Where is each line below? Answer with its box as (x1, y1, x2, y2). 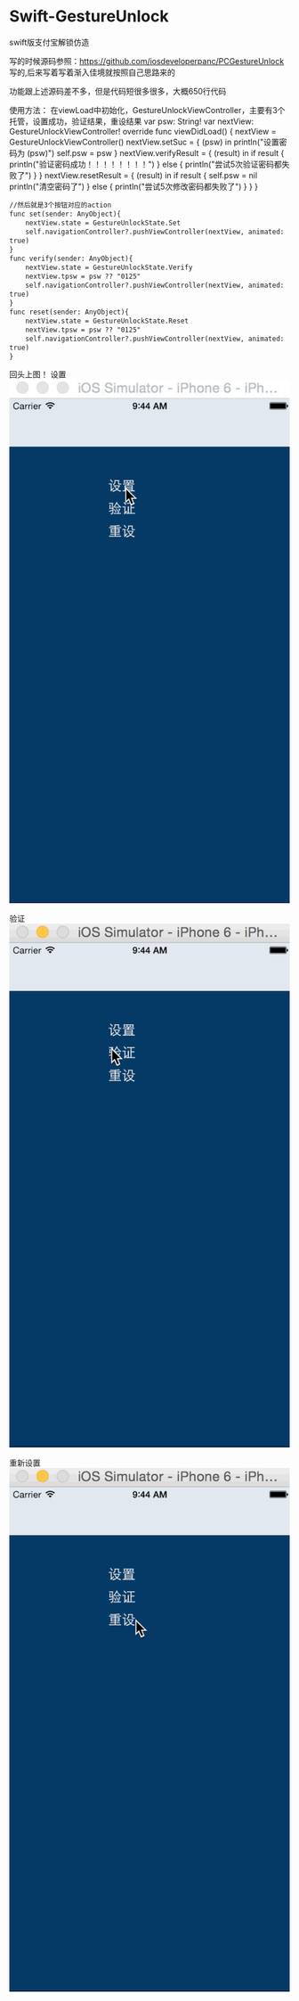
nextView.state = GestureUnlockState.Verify (25, 263, 193, 272)
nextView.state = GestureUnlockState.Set (25, 218, 181, 227)
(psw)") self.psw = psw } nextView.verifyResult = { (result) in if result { (26, 147, 285, 158)
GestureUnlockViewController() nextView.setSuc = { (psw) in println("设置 (9, 136, 279, 147)
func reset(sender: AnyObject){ (9, 308, 129, 316)
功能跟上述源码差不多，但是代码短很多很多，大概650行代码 (9, 86, 227, 96)
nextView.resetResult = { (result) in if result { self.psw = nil (44, 169, 258, 180)
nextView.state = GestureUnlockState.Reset (25, 316, 190, 325)
